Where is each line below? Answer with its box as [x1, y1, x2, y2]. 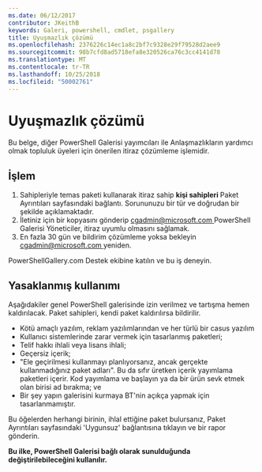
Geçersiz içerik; [19, 349, 71, 358]
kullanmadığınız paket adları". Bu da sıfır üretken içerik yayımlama [19, 365, 233, 376]
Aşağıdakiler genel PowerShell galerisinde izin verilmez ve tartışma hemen [8, 300, 250, 309]
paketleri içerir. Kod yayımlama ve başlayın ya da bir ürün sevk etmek [19, 374, 245, 383]
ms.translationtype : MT [8, 56, 87, 64]
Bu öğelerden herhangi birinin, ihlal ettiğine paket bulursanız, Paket [8, 414, 226, 424]
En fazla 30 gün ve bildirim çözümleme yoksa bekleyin [19, 232, 197, 242]
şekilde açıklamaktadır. [19, 207, 95, 217]
